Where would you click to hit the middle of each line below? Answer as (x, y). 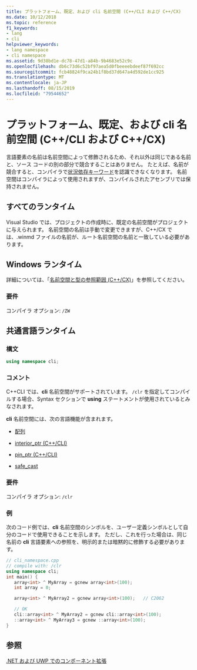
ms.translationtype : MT (35, 77)
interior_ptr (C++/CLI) (41, 443)
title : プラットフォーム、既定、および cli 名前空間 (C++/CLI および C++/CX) (94, 11)
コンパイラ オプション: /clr (39, 496)
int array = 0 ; (32, 588)
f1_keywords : (22, 28)
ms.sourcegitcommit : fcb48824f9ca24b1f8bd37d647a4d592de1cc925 (85, 72)
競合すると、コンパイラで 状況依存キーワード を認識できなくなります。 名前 (96, 171)
